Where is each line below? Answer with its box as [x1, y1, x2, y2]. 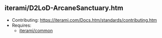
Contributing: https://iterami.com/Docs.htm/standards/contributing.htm [11, 17, 157, 23]
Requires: [11, 22, 32, 28]
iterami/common [19, 27, 53, 34]
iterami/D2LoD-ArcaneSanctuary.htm [4, 4, 123, 12]
